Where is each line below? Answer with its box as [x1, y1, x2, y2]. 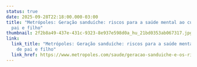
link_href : [11, 52, 38, 58]
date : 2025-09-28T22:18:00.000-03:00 [6, 14, 98, 20]
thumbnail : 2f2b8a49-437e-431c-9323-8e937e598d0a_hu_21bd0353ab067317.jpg [6, 30, 193, 36]
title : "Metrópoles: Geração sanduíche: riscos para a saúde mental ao [6, 19, 185, 25]
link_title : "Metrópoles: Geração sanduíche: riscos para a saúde [11, 41, 177, 47]
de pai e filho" [16, 47, 57, 52]
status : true [6, 8, 38, 15]
